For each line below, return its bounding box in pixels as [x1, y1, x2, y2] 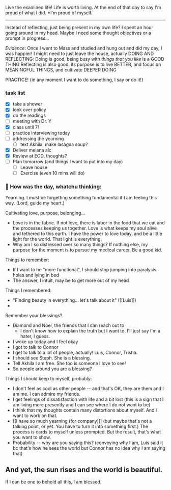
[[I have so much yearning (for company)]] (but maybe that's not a [12, 418, 152, 424]
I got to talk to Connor [12, 344, 59, 350]
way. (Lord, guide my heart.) [5, 200, 65, 206]
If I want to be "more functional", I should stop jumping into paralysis [12, 267, 157, 273]
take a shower [12, 101, 43, 107]
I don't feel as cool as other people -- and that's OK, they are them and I [12, 385, 164, 392]
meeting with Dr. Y [12, 118, 52, 124]
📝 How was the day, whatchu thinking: [5, 183, 102, 190]
